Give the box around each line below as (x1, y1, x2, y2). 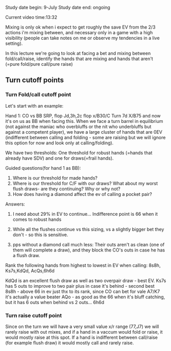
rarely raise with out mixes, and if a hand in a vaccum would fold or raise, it (5, 329, 163, 335)
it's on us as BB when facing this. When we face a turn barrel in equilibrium (5, 118, 163, 124)
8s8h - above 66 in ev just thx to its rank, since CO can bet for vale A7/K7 (5, 288, 160, 294)
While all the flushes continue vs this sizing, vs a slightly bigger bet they (12, 226, 164, 232)
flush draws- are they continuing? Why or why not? (12, 186, 121, 192)
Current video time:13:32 (5, 14, 58, 20)
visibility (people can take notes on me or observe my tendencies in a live (5, 35, 160, 41)
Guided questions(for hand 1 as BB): (5, 165, 81, 171)
